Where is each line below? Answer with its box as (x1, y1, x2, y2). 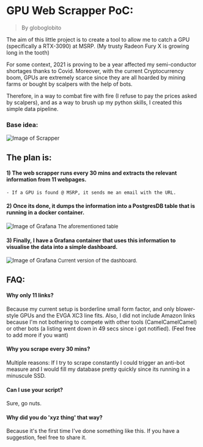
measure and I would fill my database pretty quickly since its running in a (6, 365, 190, 373)
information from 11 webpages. (6, 176, 87, 183)
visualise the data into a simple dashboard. (6, 243, 118, 250)
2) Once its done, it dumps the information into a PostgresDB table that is (6, 202, 196, 210)
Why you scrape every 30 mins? (6, 345, 90, 353)
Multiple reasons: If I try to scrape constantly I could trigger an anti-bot (6, 359, 185, 367)
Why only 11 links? (6, 292, 54, 299)
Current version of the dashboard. (57, 257, 138, 264)
